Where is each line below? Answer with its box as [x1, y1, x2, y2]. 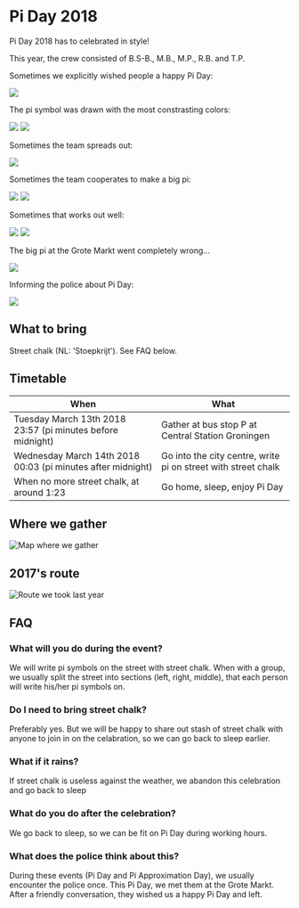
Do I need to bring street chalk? [9, 703, 147, 716]
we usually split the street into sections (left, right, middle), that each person [9, 671, 288, 683]
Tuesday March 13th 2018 [13, 413, 126, 425]
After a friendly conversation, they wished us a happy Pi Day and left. [9, 889, 263, 900]
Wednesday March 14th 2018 [13, 449, 141, 462]
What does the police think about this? [9, 849, 180, 862]
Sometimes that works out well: [9, 209, 125, 220]
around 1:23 [13, 486, 66, 498]
